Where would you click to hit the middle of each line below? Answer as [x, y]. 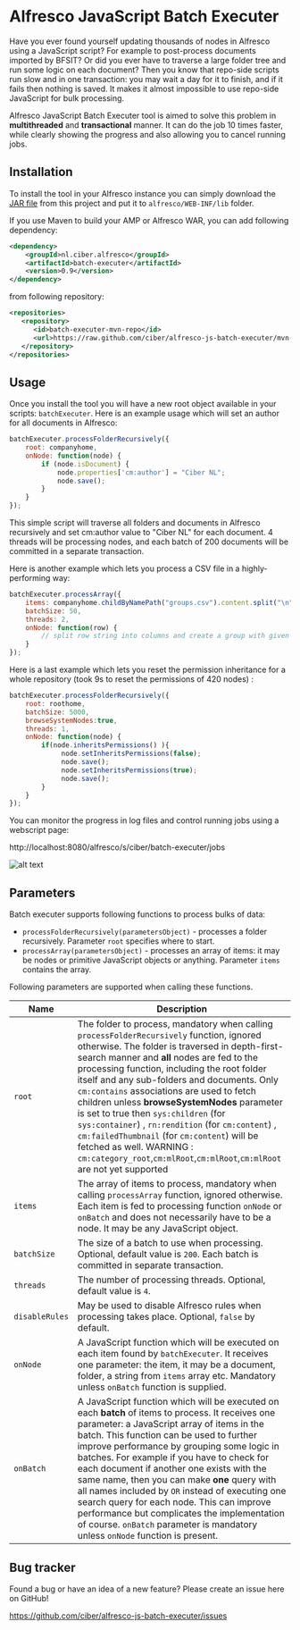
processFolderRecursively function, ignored [169, 1036]
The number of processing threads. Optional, [171, 1280]
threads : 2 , [47, 619]
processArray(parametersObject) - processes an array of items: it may [151, 951]
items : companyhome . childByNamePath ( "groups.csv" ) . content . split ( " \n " [159, 602]
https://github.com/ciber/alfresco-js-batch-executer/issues [118, 1616]
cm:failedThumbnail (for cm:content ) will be [168, 1136]
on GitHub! [29, 1598]
